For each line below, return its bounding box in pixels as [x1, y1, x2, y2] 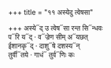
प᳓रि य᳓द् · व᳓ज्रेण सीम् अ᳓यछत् [8, 32, 88, 41]
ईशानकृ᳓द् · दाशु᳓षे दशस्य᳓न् [8, 41, 80, 51]
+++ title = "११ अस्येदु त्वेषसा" [8, 8, 94, 17]
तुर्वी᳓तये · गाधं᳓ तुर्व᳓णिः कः [8, 50, 75, 59]
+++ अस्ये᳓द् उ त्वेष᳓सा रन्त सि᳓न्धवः [8, 24, 103, 32]
